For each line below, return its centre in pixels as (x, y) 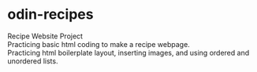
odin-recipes (50, 14)
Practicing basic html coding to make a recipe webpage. (99, 44)
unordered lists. (33, 61)
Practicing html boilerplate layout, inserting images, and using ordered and (128, 52)
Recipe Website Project (45, 36)
